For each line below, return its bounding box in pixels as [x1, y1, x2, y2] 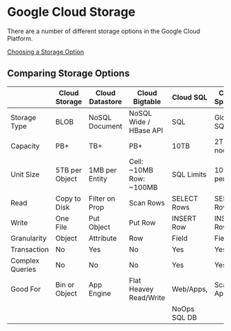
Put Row [129, 218, 156, 228]
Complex [10, 256, 40, 265]
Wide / [129, 117, 151, 126]
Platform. [7, 34, 33, 42]
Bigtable [133, 97, 162, 106]
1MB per [88, 165, 117, 174]
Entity [88, 174, 108, 183]
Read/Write [129, 292, 166, 302]
